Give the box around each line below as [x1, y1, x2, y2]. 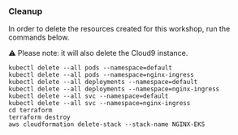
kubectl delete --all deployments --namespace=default [8, 78, 198, 86]
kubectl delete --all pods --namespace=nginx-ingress [8, 71, 195, 79]
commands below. [8, 32, 70, 42]
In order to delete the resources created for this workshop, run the [8, 24, 231, 34]
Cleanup [8, 6, 43, 17]
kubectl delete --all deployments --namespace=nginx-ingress [8, 85, 220, 94]
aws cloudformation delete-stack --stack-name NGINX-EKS [8, 120, 206, 129]
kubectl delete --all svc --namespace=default [8, 92, 169, 100]
